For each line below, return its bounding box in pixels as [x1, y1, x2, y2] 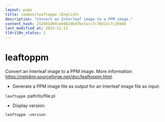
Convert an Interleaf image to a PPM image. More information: [5, 68, 133, 74]
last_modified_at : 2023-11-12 [5, 26, 68, 31]
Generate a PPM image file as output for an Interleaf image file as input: [12, 83, 160, 89]
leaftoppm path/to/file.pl [5, 93, 56, 99]
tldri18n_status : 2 [5, 30, 46, 35]
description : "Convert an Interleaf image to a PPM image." [5, 16, 133, 21]
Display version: [12, 103, 46, 109]
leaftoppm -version [5, 112, 46, 117]
